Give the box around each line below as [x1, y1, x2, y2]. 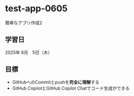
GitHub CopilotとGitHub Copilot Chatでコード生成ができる [12, 85, 130, 91]
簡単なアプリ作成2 [5, 20, 43, 25]
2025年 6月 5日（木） [5, 49, 53, 55]
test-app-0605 [5, 3, 68, 14]
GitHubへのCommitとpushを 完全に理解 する [12, 79, 100, 85]
